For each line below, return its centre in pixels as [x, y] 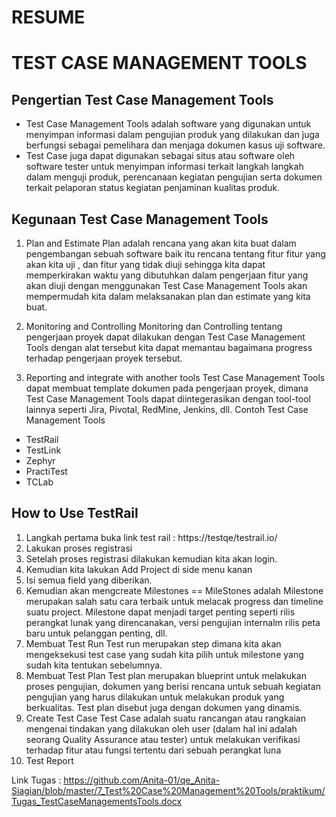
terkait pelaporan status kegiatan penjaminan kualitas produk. [153, 188]
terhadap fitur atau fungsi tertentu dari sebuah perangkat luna [153, 750]
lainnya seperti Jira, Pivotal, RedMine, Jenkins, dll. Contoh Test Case [167, 409]
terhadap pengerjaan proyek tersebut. [104, 358]
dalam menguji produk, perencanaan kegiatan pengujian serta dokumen [174, 177]
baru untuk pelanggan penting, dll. [96, 633]
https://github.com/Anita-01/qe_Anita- [142, 780]
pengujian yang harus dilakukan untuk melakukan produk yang [155, 697]
